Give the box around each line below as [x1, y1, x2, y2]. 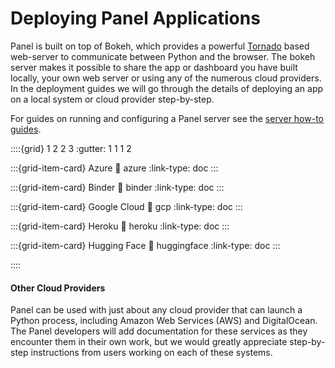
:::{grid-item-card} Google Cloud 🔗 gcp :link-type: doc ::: [10, 200, 243, 212]
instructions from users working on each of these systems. [30, 347, 273, 359]
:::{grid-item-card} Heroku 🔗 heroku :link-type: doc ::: [10, 220, 230, 232]
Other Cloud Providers [10, 282, 106, 294]
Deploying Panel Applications [10, 7, 261, 30]
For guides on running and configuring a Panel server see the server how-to [10, 112, 324, 124]
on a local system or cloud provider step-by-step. [10, 93, 215, 105]
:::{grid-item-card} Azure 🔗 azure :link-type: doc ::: [10, 162, 219, 174]
